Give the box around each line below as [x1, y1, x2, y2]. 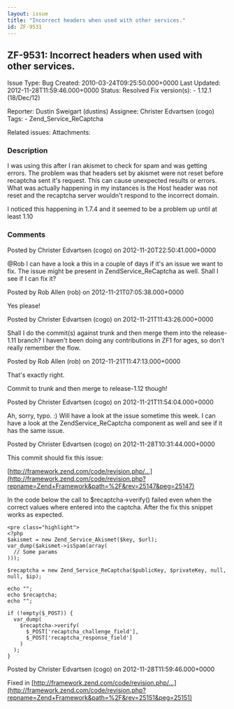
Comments [7, 230, 45, 240]
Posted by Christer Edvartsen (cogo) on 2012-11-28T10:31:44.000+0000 [7, 439, 215, 448]
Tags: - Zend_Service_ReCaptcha [7, 115, 103, 123]
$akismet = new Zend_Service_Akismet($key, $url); [7, 536, 158, 543]
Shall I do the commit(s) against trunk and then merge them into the [7, 329, 202, 337]
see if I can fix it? [7, 274, 57, 282]
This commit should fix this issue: [7, 453, 103, 462]
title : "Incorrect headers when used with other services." [7, 17, 187, 24]
